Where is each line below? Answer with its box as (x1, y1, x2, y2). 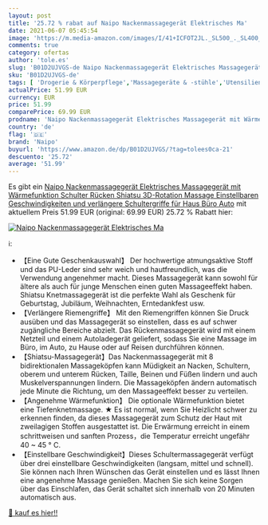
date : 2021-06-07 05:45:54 (8, 26, 98, 34)
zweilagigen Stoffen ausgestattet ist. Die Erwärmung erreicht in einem (19, 422, 250, 432)
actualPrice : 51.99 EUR (8, 85, 88, 94)
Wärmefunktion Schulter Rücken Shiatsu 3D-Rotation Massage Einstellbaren (8, 191, 259, 200)
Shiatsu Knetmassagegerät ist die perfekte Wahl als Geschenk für (19, 290, 236, 300)
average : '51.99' (8, 160, 66, 168)
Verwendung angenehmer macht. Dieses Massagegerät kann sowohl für (19, 273, 258, 283)
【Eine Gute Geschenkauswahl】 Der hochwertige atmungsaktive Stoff (19, 256, 254, 266)
